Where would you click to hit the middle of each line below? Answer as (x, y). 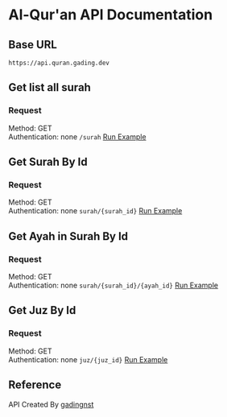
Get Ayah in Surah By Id (68, 236)
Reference (35, 385)
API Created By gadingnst (51, 404)
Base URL (33, 45)
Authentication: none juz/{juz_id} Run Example (88, 359)
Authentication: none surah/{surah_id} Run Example (95, 211)
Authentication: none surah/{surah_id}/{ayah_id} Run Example (113, 285)
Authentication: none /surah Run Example (77, 136)
